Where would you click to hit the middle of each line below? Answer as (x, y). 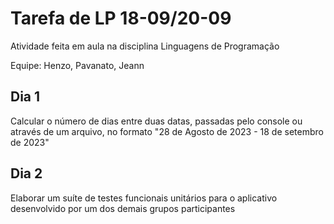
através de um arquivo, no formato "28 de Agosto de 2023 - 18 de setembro (167, 131)
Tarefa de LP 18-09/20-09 (121, 18)
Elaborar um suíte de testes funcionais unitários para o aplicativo (144, 198)
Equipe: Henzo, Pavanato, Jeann (77, 65)
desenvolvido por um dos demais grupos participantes (123, 208)
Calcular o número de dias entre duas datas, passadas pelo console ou (156, 121)
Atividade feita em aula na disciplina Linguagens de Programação (145, 46)
